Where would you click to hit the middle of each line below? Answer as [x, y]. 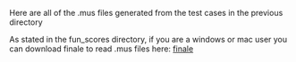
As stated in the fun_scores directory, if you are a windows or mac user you [148, 39]
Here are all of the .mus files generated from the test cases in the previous [146, 13]
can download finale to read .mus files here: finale [101, 49]
